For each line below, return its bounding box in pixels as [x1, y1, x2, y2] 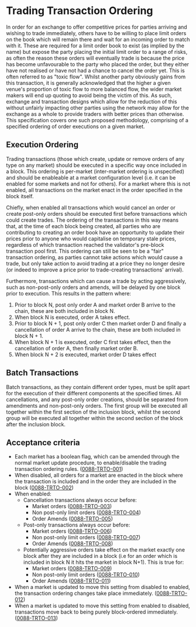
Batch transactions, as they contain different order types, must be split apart [6, 383, 190, 390]
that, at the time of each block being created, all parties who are [6, 222, 161, 229]
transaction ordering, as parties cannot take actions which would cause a [6, 253, 183, 261]
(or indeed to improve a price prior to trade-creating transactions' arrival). [6, 266, 184, 273]
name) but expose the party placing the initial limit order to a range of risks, [6, 48, 188, 55]
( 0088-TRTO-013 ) [14, 615, 59, 622]
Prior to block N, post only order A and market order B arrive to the [14, 301, 176, 308]
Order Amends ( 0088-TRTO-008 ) [32, 540, 114, 547]
